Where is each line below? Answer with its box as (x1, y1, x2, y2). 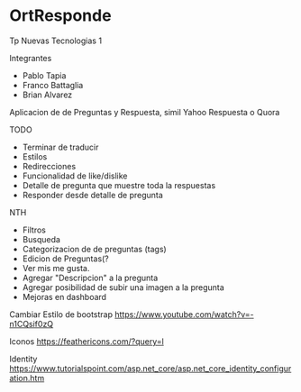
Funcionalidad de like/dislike (22, 170, 128, 181)
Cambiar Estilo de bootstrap (9, 308, 114, 320)
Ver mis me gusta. (22, 262, 90, 273)
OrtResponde (9, 5, 112, 26)
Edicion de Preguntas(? (22, 253, 110, 264)
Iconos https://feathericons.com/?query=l (9, 335, 164, 347)
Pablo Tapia (22, 69, 67, 81)
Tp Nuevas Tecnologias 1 (9, 35, 102, 46)
